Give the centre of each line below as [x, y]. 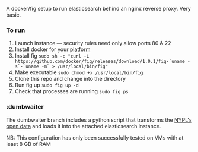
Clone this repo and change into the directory [70, 79]
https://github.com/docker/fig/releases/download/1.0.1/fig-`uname [100, 62]
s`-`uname [27, 67]
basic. [14, 15]
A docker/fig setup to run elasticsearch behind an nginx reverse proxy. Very [98, 9]
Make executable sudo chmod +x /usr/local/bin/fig [79, 72]
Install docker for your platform [52, 49]
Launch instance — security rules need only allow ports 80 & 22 [93, 43]
